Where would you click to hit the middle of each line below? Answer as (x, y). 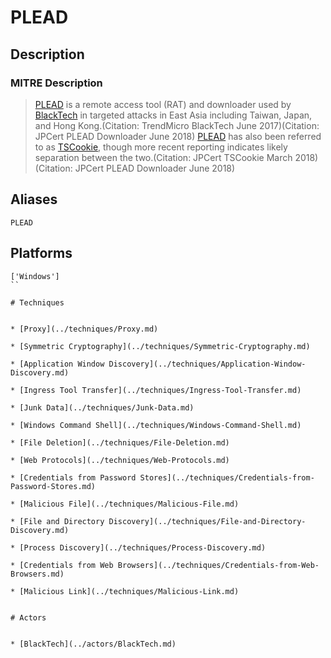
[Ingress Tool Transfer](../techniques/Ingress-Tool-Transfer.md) (160, 390)
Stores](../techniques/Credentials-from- (227, 477)
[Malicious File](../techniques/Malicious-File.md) (129, 504)
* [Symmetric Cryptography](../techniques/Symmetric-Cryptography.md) (160, 346)
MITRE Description (56, 83)
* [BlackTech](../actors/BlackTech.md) (93, 644)
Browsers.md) (37, 574)
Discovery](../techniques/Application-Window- (207, 364)
